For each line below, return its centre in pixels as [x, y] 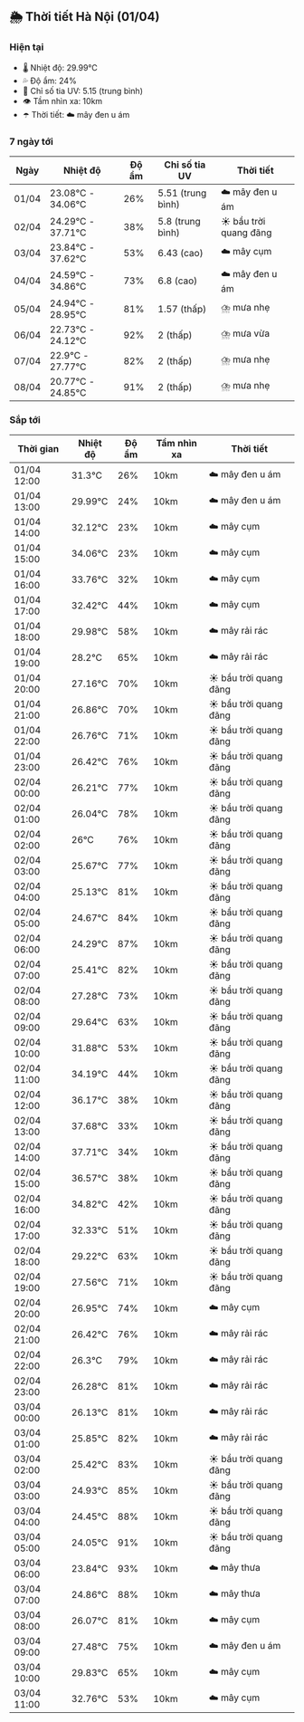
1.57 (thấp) [182, 309]
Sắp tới [25, 419]
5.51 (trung [182, 193]
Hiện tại [27, 47]
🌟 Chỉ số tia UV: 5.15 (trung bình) [82, 91]
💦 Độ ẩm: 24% [49, 81]
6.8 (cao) [177, 281]
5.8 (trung [179, 221]
